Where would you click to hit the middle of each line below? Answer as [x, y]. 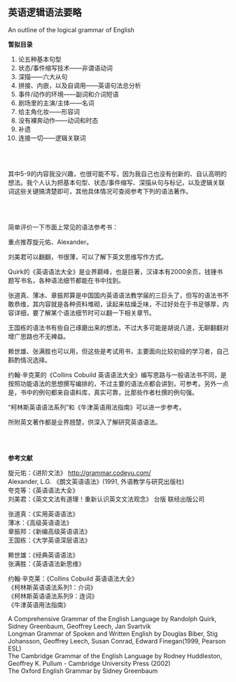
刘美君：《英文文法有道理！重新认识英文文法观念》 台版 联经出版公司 [106, 499]
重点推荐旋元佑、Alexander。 [50, 242]
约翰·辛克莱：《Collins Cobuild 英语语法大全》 [73, 578]
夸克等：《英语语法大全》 [43, 490]
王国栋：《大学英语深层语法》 [49, 540]
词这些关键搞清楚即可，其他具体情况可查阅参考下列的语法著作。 [100, 191]
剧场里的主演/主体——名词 [56, 103]
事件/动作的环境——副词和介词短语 [68, 94]
